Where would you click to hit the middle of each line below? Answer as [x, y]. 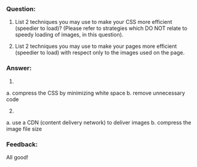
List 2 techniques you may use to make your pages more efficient [96, 46]
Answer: [19, 68]
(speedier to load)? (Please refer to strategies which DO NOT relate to [101, 28]
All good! [17, 157]
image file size [24, 129]
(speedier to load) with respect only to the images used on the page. [100, 53]
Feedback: [22, 144]
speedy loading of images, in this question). [69, 35]
